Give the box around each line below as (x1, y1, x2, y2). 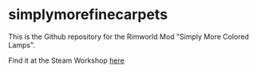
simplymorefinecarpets (8, 6, 168, 24)
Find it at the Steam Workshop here (8, 56, 125, 65)
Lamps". (8, 40, 36, 49)
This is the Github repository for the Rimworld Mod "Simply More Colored (8, 32, 250, 41)
